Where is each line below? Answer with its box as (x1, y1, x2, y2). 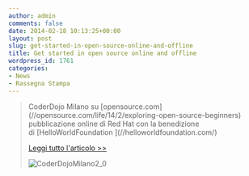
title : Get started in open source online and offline (8, 49, 197, 57)
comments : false (8, 19, 63, 27)
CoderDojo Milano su (27, 102, 99, 111)
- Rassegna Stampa (8, 79, 70, 87)
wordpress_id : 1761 (8, 57, 74, 65)
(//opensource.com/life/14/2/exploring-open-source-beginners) (27, 110, 242, 119)
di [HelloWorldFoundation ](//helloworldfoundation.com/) (27, 127, 217, 137)
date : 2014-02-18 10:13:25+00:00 (8, 27, 121, 35)
